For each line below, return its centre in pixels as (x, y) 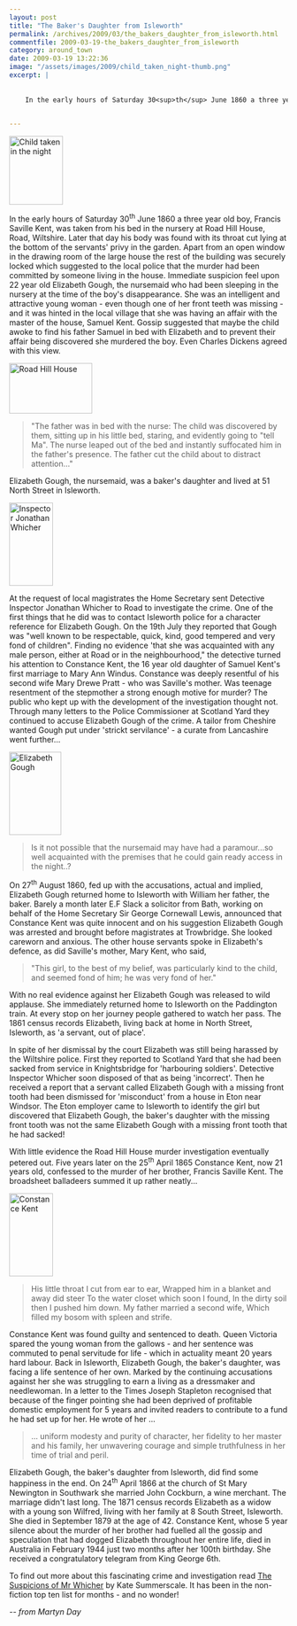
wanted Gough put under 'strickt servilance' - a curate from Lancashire (139, 730)
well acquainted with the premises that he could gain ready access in (156, 857)
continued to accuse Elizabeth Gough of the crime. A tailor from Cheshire (143, 720)
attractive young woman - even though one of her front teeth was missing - (146, 303)
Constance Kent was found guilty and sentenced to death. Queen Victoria (143, 1334)
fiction (21, 1594)
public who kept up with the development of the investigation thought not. (144, 702)
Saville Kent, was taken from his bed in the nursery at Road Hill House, (137, 228)
